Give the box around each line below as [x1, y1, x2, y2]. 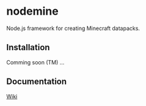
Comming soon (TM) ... [6, 58, 65, 66]
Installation [6, 42, 50, 53]
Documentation [6, 77, 67, 87]
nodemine [6, 4, 59, 18]
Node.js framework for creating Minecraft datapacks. [6, 25, 141, 32]
